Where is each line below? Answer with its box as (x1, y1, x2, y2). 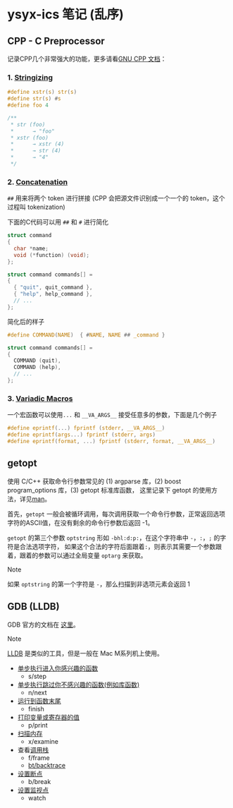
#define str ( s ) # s (7, 95, 61, 102)
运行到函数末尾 (17, 697, 61, 705)
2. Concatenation (7, 177, 68, 187)
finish (27, 704, 44, 713)
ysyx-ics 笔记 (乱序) (7, 6, 125, 23)
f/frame (27, 753, 51, 762)
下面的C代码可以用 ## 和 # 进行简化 (7, 218, 109, 227)
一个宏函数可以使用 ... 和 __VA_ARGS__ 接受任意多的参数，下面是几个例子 (7, 411, 218, 419)
